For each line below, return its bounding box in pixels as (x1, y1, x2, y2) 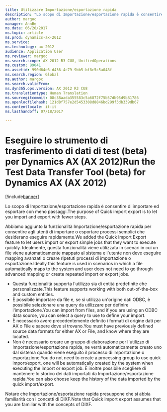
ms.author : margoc (5, 77, 43, 82)
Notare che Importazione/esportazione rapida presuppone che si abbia (5, 391, 151, 397)
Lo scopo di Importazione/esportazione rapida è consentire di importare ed (5, 203, 159, 209)
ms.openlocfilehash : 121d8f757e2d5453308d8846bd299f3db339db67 (5, 100, 139, 105)
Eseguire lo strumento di (5, 135, 108, 146)
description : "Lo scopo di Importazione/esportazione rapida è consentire (5, 12, 164, 17)
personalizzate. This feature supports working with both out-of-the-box (12, 286, 158, 292)
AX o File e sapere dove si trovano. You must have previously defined (12, 323, 153, 329)
